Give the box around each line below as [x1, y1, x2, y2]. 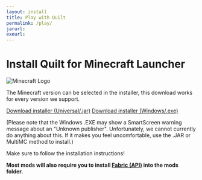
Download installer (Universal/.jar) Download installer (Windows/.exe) [6, 107, 178, 115]
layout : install [6, 8, 47, 15]
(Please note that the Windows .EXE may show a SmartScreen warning [6, 119, 182, 126]
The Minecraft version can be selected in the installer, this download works [6, 89, 193, 97]
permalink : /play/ [6, 20, 52, 26]
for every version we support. [6, 95, 80, 103]
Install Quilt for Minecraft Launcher [6, 57, 186, 71]
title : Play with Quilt [6, 14, 66, 21]
